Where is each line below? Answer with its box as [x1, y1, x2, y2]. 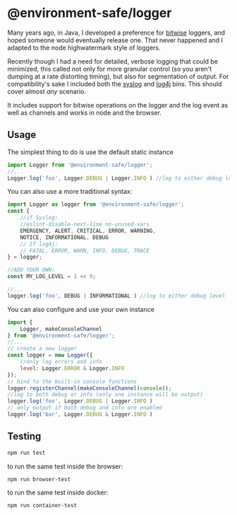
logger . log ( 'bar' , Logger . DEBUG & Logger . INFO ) [7, 411, 153, 418]
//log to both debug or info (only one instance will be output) [7, 391, 203, 398]
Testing [7, 430, 42, 443]
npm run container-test [7, 502, 78, 509]
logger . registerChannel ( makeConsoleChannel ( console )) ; [7, 384, 172, 392]
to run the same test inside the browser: [7, 462, 123, 470]
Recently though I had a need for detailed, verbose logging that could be [7, 57, 219, 65]
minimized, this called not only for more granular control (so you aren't [7, 64, 212, 73]
